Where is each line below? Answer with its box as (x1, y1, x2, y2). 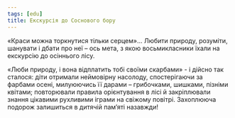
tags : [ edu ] (7, 10, 43, 18)
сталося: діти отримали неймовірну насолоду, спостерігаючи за (7, 72, 204, 81)
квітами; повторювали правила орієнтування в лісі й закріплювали (7, 88, 211, 96)
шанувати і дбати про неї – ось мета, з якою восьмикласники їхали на (7, 44, 220, 52)
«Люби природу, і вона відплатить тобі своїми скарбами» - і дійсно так (7, 65, 224, 73)
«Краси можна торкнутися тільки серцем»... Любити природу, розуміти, (7, 36, 229, 45)
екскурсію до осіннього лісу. (7, 51, 95, 60)
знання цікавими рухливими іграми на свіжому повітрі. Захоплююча (7, 95, 217, 103)
